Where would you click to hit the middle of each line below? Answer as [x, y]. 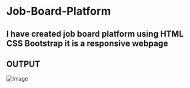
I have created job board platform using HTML [95, 34]
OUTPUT [23, 64]
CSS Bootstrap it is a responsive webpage [87, 43]
